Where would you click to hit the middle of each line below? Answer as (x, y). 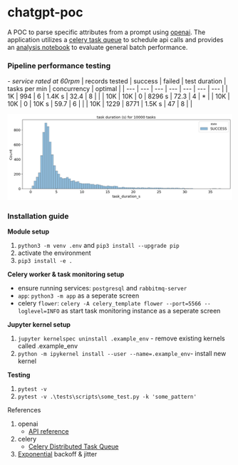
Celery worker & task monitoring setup (66, 274)
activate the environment (54, 253)
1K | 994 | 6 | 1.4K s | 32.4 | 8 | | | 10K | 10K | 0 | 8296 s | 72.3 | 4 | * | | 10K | (119, 96)
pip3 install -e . (45, 261)
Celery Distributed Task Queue (73, 446)
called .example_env (48, 345)
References (24, 409)
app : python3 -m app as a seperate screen (78, 296)
